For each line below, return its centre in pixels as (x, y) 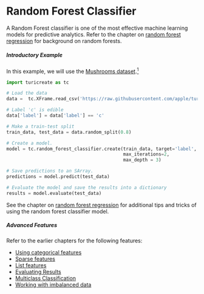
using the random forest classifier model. (58, 211)
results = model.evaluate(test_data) (54, 193)
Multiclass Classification (46, 278)
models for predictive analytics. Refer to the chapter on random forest (93, 34)
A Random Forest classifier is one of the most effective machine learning (97, 28)
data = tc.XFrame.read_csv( (43, 99)
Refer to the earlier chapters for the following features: (74, 241)
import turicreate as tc (38, 82)
